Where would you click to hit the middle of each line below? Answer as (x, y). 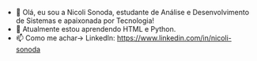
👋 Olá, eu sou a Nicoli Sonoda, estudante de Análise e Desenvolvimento (132, 12)
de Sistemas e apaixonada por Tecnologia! (85, 21)
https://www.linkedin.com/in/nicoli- (174, 38)
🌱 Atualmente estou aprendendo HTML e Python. (96, 29)
